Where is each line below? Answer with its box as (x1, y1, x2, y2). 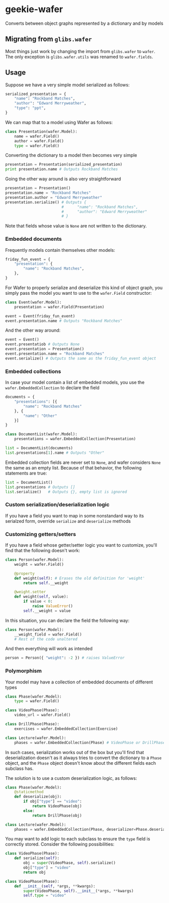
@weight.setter (14, 590, 46, 595)
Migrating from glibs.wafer (5, 35, 92, 43)
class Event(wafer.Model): (5, 299, 62, 305)
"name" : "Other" (23, 413, 57, 418)
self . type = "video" (23, 893, 66, 898)
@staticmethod (14, 789, 44, 794)
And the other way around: (5, 327, 61, 334)
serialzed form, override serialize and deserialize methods (5, 518, 131, 524)
